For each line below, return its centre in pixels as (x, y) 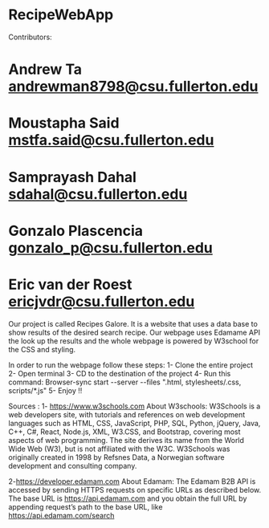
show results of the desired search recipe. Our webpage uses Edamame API (134, 332)
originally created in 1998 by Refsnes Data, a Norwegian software (116, 457)
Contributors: (30, 37)
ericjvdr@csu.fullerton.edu (102, 301)
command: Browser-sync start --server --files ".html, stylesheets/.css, (125, 382)
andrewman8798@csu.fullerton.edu (133, 87)
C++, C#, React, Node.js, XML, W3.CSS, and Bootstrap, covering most (124, 432)
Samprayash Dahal (72, 177)
